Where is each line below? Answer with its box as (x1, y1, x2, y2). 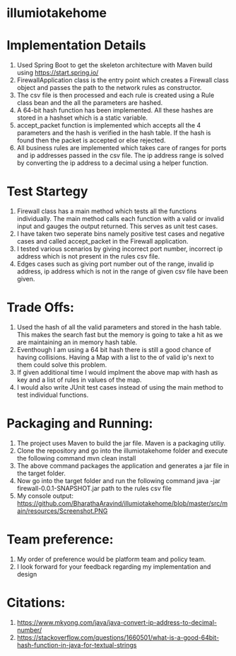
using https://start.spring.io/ (16, 69, 99, 77)
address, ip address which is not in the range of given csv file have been (16, 267, 228, 276)
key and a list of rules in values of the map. (16, 375, 142, 384)
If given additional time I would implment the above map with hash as (16, 368, 218, 376)
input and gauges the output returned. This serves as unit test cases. (16, 222, 218, 231)
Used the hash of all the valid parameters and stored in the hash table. (16, 323, 222, 331)
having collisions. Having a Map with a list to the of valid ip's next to (16, 353, 215, 361)
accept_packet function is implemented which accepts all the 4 (16, 121, 201, 130)
